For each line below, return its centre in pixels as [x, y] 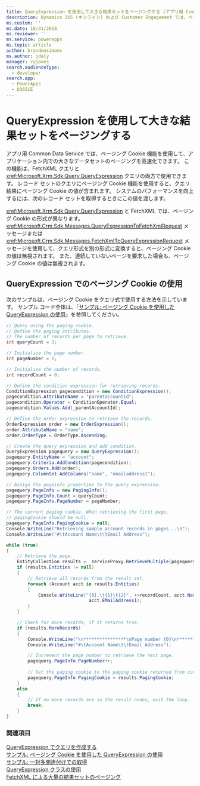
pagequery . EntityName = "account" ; [50, 458]
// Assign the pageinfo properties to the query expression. [84, 484]
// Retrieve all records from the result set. [86, 578]
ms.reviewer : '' [26, 34]
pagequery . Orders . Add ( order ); [44, 468]
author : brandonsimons [34, 51]
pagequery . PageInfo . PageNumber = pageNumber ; [63, 501]
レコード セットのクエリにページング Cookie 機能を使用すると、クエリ [104, 183]
